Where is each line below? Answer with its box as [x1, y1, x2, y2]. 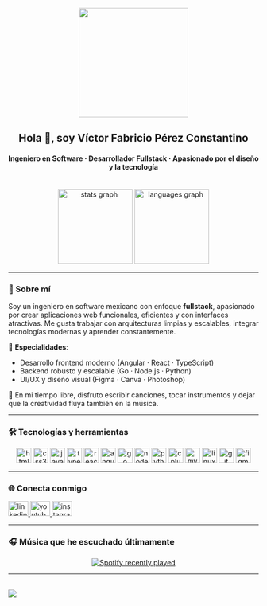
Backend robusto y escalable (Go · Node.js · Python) [19, 366, 192, 376]
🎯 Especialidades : [8, 342, 69, 352]
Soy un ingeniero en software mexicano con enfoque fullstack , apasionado [8, 301, 256, 311]
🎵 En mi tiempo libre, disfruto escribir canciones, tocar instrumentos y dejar [8, 389, 256, 400]
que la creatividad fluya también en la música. [8, 398, 159, 408]
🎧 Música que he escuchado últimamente [8, 537, 175, 548]
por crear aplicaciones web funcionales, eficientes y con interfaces [8, 310, 229, 319]
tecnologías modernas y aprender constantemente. [8, 326, 176, 336]
